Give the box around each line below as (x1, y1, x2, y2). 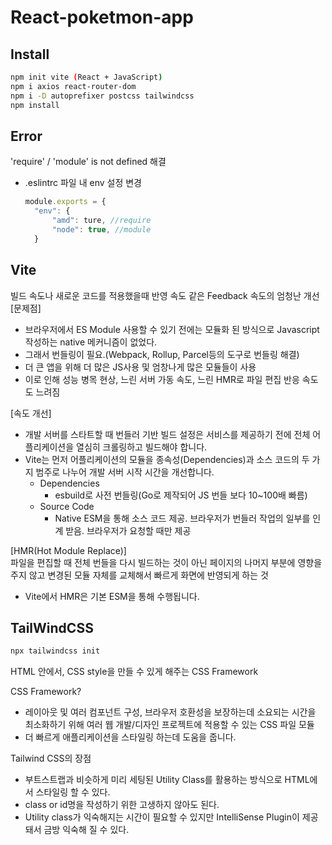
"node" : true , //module (51, 224, 152, 235)
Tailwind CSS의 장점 (10, 752, 92, 765)
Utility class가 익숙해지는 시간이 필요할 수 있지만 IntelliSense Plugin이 (24, 811, 300, 823)
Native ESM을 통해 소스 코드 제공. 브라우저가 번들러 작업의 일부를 (54, 512, 311, 524)
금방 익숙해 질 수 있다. (43, 824, 130, 836)
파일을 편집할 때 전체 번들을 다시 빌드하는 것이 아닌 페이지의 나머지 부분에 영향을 (10, 556, 323, 568)
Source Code (39, 500, 95, 512)
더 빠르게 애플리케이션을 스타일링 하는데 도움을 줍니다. (24, 731, 237, 743)
